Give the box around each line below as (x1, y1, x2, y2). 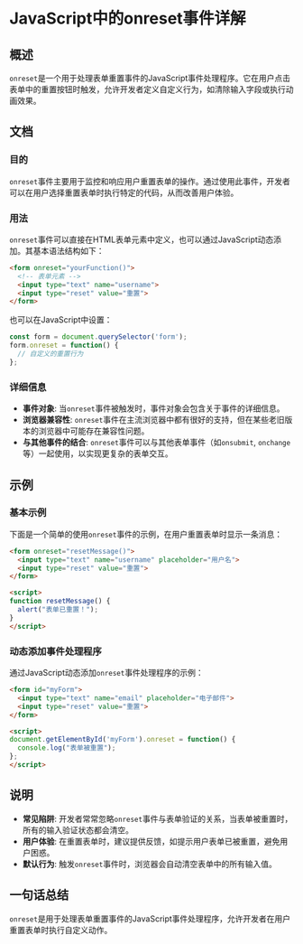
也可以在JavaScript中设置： (9, 314, 113, 325)
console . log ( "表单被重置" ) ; (17, 743, 116, 752)
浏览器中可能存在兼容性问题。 (38, 425, 150, 436)
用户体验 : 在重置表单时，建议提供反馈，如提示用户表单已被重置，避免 (22, 836, 280, 846)
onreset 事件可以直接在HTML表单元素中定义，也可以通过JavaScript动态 (9, 234, 274, 245)
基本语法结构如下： (32, 245, 105, 256)
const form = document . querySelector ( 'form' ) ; (9, 332, 188, 341)
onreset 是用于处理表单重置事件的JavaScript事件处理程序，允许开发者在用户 (9, 913, 291, 924)
